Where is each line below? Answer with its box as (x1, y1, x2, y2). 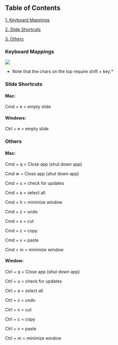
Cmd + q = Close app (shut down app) (5, 161, 82, 167)
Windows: (5, 115, 26, 121)
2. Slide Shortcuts (5, 26, 41, 32)
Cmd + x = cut (5, 218, 34, 224)
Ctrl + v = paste (5, 325, 37, 331)
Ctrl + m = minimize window (5, 335, 62, 341)
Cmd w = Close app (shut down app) (5, 171, 79, 176)
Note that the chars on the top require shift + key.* (12, 69, 114, 74)
